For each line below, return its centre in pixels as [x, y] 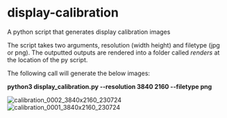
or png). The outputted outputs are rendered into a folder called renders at [113, 52]
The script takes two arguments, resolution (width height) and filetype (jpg [113, 45]
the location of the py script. [48, 59]
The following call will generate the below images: [79, 73]
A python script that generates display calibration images [89, 32]
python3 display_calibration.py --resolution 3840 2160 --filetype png [110, 86]
